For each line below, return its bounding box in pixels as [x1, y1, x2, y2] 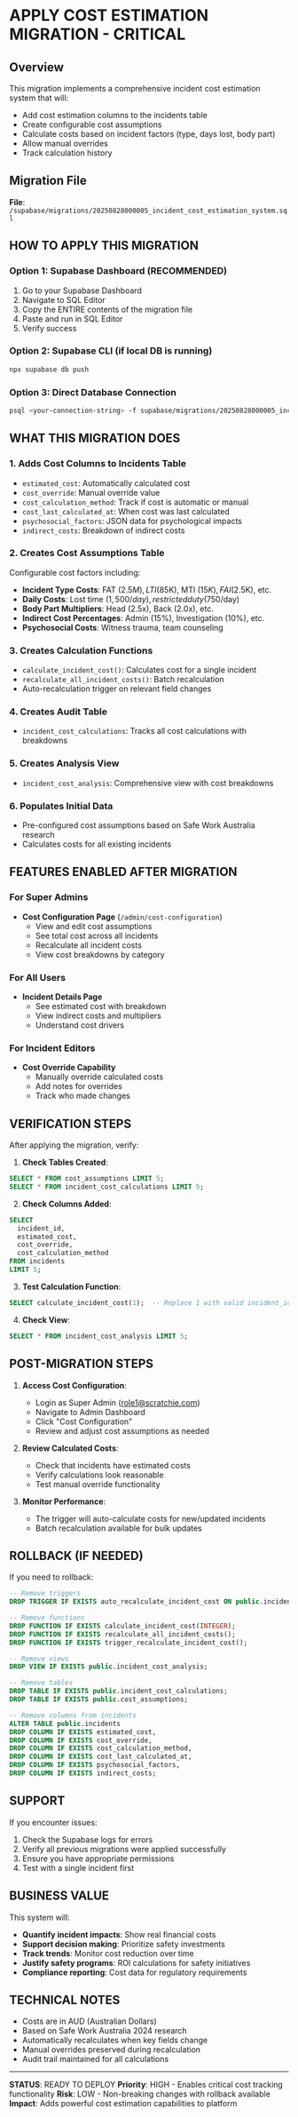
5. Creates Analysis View [9, 757, 120, 769]
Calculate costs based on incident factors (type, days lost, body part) [21, 129, 276, 139]
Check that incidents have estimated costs [35, 1460, 191, 1470]
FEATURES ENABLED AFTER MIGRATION [9, 864, 238, 879]
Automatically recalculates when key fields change [21, 2035, 208, 2046]
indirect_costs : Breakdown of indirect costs [21, 525, 185, 536]
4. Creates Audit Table [9, 705, 108, 718]
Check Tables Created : [21, 1157, 108, 1168]
